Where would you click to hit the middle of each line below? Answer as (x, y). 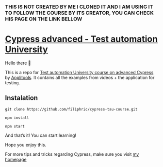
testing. (13, 83)
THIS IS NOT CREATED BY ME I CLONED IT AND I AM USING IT (79, 7)
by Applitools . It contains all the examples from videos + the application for (80, 77)
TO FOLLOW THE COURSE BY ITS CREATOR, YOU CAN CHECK (79, 13)
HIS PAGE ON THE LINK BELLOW (44, 19)
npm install (17, 118)
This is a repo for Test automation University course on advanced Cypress (79, 72)
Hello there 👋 (18, 63)
